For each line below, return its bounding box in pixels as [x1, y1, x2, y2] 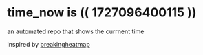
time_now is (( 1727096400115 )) [7, 5, 197, 20]
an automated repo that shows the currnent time [7, 27, 145, 35]
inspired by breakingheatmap [7, 40, 91, 48]
